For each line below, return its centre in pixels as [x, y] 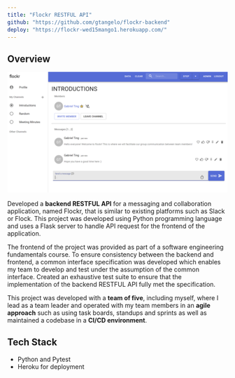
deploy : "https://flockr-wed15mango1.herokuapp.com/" [87, 29]
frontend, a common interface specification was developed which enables [114, 262]
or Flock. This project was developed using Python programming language [115, 218]
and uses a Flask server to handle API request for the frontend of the [106, 226]
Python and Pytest [44, 359]
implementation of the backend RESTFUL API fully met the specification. [111, 284]
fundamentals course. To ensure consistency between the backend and [111, 254]
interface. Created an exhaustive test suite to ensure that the [94, 276]
